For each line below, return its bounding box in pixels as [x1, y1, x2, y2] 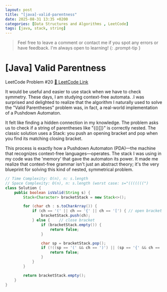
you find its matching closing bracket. [5, 135, 82, 141]
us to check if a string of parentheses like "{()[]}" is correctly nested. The [5, 125, 156, 131]
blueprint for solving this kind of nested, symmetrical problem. [5, 166, 133, 172]
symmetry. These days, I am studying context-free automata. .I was [5, 94, 144, 100]
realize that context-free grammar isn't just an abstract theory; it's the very [5, 161, 159, 167]
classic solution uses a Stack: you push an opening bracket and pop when [5, 130, 158, 136]
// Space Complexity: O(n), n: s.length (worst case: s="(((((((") [5, 180, 149, 185]
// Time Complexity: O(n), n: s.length [5, 176, 88, 181]
